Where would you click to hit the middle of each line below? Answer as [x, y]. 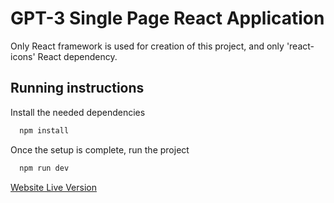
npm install [44, 130]
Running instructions [77, 88]
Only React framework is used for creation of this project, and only [147, 46]
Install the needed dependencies [78, 112]
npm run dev [44, 168]
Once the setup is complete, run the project [100, 149]
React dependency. [77, 56]
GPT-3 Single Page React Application [167, 18]
